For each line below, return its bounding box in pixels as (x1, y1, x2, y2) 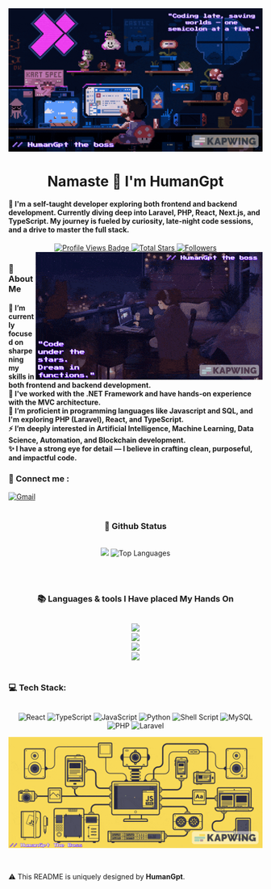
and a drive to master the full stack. (8, 225, 130, 235)
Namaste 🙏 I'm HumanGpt (47, 172, 224, 191)
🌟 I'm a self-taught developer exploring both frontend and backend (8, 199, 238, 209)
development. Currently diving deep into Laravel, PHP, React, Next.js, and (8, 208, 261, 217)
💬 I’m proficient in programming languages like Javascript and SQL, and (8, 406, 253, 416)
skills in (8, 371, 35, 382)
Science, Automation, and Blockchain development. (8, 435, 186, 445)
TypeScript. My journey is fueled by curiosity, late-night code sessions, (8, 216, 254, 226)
